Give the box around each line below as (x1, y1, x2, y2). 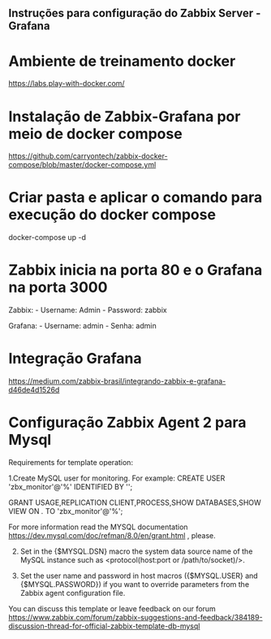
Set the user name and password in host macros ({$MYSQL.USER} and (19, 571, 258, 580)
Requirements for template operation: (8, 458, 134, 467)
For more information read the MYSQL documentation (8, 522, 188, 532)
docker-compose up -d (8, 233, 87, 242)
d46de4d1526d (8, 385, 60, 395)
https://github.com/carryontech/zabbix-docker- (8, 151, 168, 161)
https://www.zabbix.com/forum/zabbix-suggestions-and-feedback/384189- (8, 613, 263, 623)
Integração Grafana (8, 350, 142, 368)
